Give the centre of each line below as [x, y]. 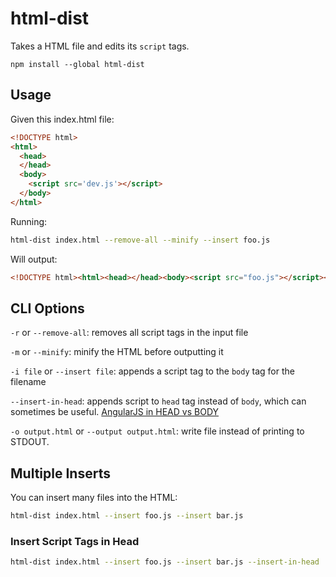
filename [28, 382]
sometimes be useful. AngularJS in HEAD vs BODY [115, 412]
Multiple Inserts [60, 473]
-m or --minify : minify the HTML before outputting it [117, 352]
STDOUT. [30, 442]
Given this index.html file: [62, 119]
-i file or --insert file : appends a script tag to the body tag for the [152, 371]
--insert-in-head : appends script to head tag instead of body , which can [158, 401]
